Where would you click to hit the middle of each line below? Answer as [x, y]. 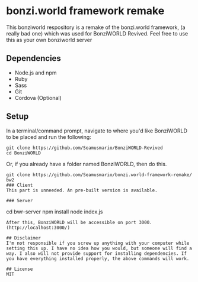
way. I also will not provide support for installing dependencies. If [96, 253]
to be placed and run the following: [49, 137]
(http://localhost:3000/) [38, 228]
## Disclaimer [24, 238]
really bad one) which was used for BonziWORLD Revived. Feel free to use [97, 33]
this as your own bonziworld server [49, 40]
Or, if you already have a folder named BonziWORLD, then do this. [87, 164]
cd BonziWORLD [24, 153]
